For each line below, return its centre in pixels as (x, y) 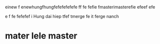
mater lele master (41, 36)
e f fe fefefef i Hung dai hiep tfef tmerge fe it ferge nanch (62, 16)
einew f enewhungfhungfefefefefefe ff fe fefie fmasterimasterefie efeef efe (80, 7)
